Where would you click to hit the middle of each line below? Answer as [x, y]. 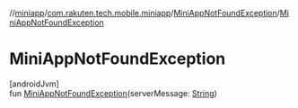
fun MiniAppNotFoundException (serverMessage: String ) [113, 93]
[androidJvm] [35, 84]
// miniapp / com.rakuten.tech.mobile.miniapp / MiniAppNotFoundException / [145, 13]
